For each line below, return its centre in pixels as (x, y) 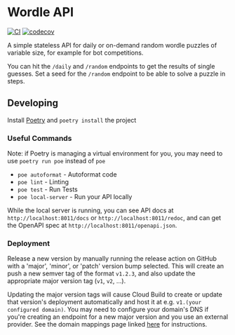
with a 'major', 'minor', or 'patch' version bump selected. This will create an (116, 266)
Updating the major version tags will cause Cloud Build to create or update (115, 294)
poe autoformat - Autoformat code (67, 175)
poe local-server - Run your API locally (75, 197)
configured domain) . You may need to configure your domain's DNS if (108, 310)
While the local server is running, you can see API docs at (90, 210)
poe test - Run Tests (48, 189)
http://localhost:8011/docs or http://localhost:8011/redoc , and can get (114, 218)
